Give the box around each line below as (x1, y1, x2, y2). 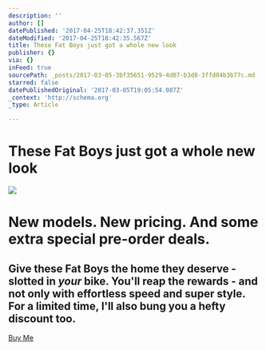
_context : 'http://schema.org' (8, 93, 113, 101)
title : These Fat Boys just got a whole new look (8, 42, 177, 50)
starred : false (8, 78, 59, 86)
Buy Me (8, 333, 34, 343)
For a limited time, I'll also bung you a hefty (8, 299, 226, 312)
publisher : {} (8, 49, 56, 57)
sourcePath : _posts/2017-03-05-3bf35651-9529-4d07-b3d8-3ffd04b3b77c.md (8, 71, 256, 79)
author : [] (8, 19, 45, 27)
